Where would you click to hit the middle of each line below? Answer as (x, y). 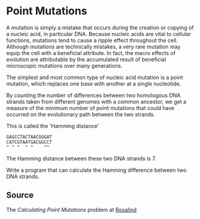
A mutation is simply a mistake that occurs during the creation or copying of (100, 28)
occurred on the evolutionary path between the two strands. (81, 114)
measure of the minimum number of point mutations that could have (90, 108)
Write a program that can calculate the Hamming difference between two (96, 170)
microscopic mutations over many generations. (65, 66)
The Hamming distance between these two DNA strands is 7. (81, 158)
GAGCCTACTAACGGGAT (29, 137)
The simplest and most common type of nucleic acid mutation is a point (95, 77)
